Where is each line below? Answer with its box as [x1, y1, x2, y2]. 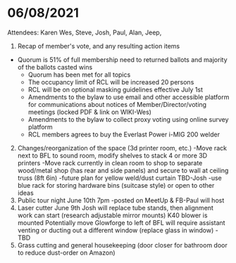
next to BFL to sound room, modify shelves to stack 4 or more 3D [17, 151, 208, 160]
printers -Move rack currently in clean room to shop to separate [17, 158, 203, 167]
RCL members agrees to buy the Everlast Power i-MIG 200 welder [27, 130, 221, 139]
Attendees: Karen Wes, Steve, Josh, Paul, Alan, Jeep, [7, 28, 162, 37]
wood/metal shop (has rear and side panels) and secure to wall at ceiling [17, 166, 229, 174]
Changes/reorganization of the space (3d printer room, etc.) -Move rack [17, 143, 228, 152]
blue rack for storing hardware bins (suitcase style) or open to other [17, 181, 215, 189]
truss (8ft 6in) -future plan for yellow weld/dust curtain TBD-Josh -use [17, 174, 222, 182]
